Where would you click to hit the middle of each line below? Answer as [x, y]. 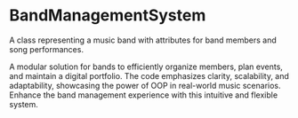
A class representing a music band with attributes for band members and [143, 40]
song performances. [47, 49]
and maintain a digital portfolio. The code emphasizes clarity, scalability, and [149, 75]
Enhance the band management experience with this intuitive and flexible [144, 95]
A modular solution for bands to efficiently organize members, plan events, [146, 67]
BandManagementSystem [108, 16]
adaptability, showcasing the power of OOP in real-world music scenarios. [145, 85]
